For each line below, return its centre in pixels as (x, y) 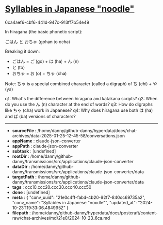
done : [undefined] (31, 192)
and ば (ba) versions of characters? (41, 116)
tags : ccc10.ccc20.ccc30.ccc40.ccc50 (52, 187)
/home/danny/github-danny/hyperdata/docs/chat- (87, 130)
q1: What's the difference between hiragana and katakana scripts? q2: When (81, 98)
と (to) (18, 67)
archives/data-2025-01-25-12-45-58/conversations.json (68, 135)
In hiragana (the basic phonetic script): (44, 31)
